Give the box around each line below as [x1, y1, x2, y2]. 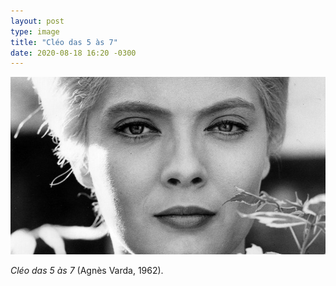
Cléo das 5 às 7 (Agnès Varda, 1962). [10, 264, 164, 276]
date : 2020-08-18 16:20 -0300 [10, 48, 137, 58]
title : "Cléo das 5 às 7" [10, 37, 118, 47]
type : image [10, 26, 60, 37]
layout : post [10, 16, 65, 26]
